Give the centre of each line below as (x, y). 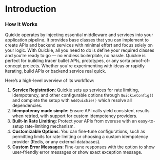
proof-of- (141, 61)
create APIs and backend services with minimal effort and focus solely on (79, 45)
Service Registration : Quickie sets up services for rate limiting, (75, 90)
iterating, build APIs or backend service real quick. (56, 71)
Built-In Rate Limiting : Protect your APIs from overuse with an (74, 121)
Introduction (31, 9)
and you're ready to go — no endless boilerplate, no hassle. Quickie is (75, 56)
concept (13, 66)
